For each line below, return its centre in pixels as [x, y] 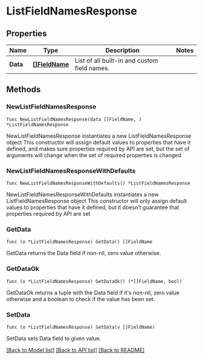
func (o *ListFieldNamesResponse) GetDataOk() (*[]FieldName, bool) [94, 281]
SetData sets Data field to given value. [54, 338]
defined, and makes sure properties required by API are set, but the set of [98, 149]
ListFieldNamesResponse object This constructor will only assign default [97, 201]
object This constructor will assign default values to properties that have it [98, 142]
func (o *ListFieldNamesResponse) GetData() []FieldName [79, 242]
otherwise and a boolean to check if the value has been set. [81, 299]
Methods [24, 90]
